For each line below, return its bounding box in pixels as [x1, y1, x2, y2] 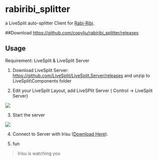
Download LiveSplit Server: [12, 67, 69, 73]
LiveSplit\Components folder [12, 77, 72, 83]
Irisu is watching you [17, 150, 61, 156]
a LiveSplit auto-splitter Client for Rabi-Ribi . [5, 20, 95, 26]
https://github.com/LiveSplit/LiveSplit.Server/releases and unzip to [12, 72, 150, 78]
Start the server [12, 111, 45, 118]
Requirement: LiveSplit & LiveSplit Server [5, 57, 90, 63]
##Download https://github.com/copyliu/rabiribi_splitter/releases [5, 29, 139, 35]
